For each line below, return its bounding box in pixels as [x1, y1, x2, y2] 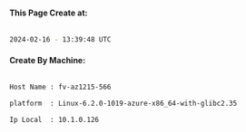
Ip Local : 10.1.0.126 [9, 116, 100, 125]
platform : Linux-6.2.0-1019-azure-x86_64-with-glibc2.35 [9, 99, 238, 108]
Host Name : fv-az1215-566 [9, 82, 112, 92]
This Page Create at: [9, 7, 88, 18]
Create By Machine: [9, 54, 86, 65]
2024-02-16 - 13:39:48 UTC [9, 35, 112, 44]
